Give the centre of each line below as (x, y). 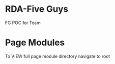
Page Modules (35, 43)
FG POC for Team (23, 23)
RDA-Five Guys (37, 9)
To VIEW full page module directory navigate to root (57, 56)
